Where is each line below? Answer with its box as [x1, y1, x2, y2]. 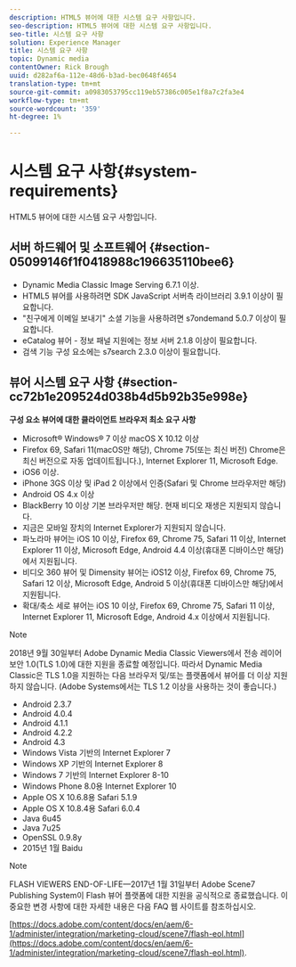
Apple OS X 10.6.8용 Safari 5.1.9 [21, 791, 138, 802]
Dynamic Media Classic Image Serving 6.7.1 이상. [21, 279, 200, 290]
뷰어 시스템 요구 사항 [9, 375, 115, 390]
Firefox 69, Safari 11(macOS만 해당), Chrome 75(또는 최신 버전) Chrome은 [21, 444, 286, 455]
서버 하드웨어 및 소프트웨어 [9, 240, 147, 255]
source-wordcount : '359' [9, 104, 101, 113]
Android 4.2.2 [21, 727, 73, 738]
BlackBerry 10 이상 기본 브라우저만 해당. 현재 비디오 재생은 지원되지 [21, 500, 258, 511]
